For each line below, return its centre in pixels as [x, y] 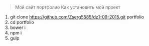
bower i [18, 27]
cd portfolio [22, 22]
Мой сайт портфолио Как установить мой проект [67, 7]
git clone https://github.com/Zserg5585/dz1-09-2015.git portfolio [77, 17]
